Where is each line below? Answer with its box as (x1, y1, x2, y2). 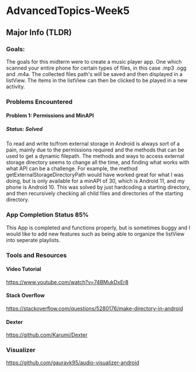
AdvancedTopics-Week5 (6, 4, 130, 18)
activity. (6, 83, 25, 90)
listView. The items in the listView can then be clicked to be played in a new (6, 77, 188, 84)
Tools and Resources (6, 251, 67, 259)
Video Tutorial (6, 266, 42, 273)
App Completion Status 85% (6, 211, 89, 219)
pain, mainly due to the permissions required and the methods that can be (6, 146, 184, 153)
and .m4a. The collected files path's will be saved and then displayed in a (6, 70, 183, 77)
